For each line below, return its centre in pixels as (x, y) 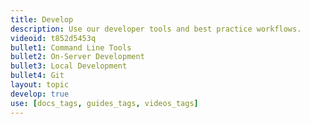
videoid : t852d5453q (53, 38)
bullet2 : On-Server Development (77, 57)
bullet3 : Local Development (69, 66)
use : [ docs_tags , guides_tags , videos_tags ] (104, 103)
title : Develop (42, 19)
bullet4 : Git (37, 76)
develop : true (40, 94)
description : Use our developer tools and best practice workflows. (156, 29)
